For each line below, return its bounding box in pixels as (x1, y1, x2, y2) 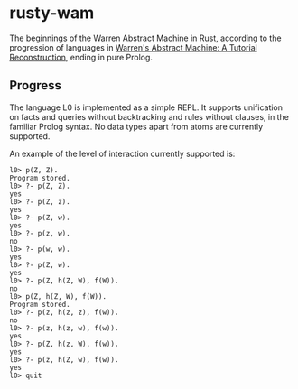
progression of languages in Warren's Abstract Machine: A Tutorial (9, 42, 257, 52)
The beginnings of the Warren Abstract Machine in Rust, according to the (9, 32, 282, 43)
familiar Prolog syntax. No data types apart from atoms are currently (9, 121, 264, 132)
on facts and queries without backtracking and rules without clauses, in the (9, 111, 289, 122)
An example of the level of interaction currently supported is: (9, 148, 236, 159)
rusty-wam (9, 3, 95, 23)
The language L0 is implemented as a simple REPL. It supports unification (9, 102, 283, 113)
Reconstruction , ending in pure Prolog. (9, 51, 154, 62)
